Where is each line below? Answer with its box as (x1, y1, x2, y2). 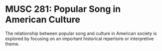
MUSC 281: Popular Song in (5, 3, 121, 15)
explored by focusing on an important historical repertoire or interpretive (5, 36, 154, 42)
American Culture (5, 14, 81, 25)
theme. (5, 41, 20, 47)
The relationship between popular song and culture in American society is (5, 30, 157, 36)
